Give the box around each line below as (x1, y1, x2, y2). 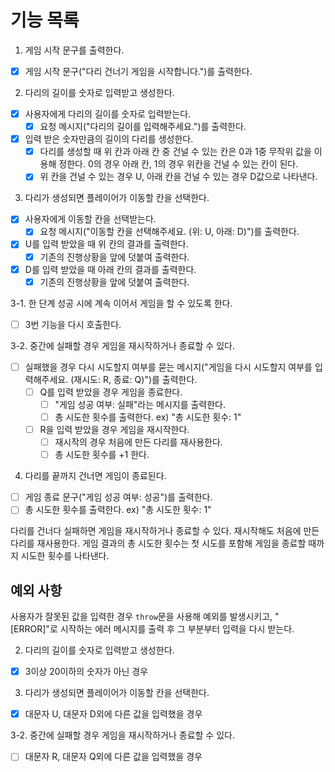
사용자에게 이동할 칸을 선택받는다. (24, 213, 157, 225)
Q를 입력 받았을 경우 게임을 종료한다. (39, 386, 183, 398)
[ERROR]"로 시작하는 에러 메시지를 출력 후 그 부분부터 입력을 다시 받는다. (10, 623, 295, 635)
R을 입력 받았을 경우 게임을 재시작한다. (39, 424, 190, 435)
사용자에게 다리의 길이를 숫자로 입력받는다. (24, 108, 192, 120)
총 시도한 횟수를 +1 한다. (54, 449, 150, 461)
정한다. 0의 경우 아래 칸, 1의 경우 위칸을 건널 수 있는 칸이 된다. (58, 158, 299, 170)
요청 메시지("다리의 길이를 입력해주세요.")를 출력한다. (39, 121, 247, 133)
